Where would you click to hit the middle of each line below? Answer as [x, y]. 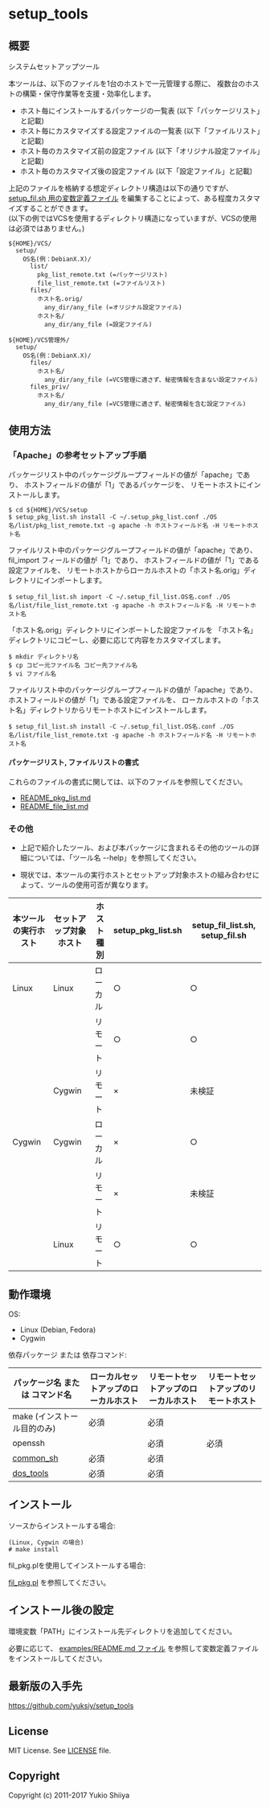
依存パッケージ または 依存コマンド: [67, 1355]
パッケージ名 [37, 1383]
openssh [29, 1443]
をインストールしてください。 [57, 1658]
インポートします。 [75, 580]
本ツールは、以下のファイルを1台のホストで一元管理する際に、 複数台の [127, 84]
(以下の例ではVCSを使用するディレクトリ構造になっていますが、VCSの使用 [133, 218]
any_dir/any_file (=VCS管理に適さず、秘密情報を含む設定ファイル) [145, 404]
